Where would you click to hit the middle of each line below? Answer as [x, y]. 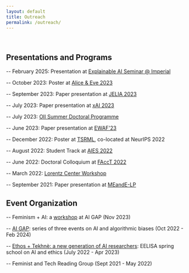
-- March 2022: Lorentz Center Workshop [56, 174]
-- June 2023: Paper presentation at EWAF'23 [61, 128]
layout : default [26, 11]
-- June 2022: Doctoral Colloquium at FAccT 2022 [66, 162]
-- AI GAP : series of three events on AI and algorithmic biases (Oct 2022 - [95, 228]
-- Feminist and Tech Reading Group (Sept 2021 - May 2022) [79, 263]
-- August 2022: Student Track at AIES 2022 [59, 151]
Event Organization [42, 203]
